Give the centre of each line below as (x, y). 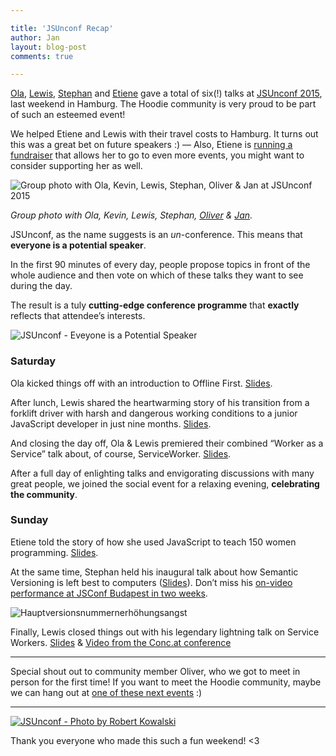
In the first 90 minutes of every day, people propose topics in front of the (160, 265)
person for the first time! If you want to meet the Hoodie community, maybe (166, 682)
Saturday (33, 361)
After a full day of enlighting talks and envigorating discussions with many (162, 473)
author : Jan (35, 37)
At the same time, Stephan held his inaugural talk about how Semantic (154, 572)
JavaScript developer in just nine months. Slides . (111, 423)
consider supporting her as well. (76, 166)
